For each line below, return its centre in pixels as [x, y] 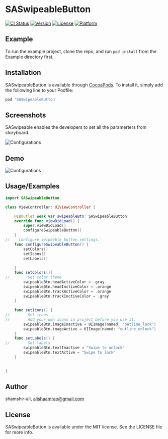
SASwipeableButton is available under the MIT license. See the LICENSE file [84, 427]
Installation [23, 72]
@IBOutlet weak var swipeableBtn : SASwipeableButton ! [72, 216]
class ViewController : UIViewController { [50, 207]
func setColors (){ [33, 273]
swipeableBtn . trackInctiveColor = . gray [66, 296]
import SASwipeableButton [32, 198]
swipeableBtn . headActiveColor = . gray [64, 282]
